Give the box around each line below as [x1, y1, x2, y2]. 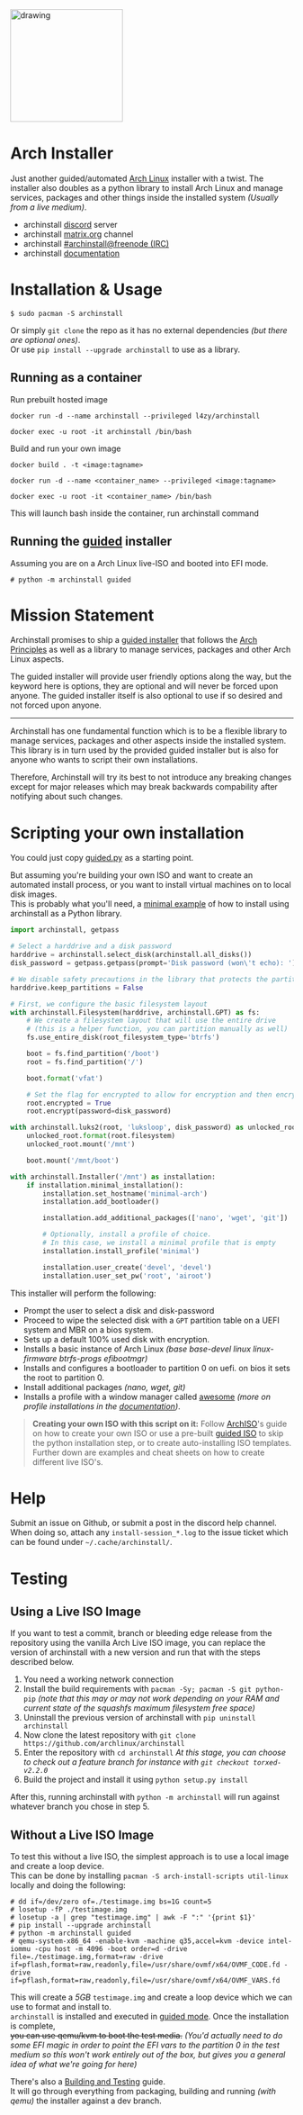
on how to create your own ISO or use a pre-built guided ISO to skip [31, 1427, 284, 1439]
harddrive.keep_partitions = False [10, 983, 144, 992]
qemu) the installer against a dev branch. [10, 2095, 163, 2106]
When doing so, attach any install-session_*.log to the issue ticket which [10, 1527, 289, 1538]
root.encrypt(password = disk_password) [26, 1107, 172, 1116]
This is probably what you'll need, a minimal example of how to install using [10, 899, 290, 909]
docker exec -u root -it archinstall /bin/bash [10, 427, 192, 436]
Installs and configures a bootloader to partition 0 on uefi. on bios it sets [22, 1362, 290, 1373]
